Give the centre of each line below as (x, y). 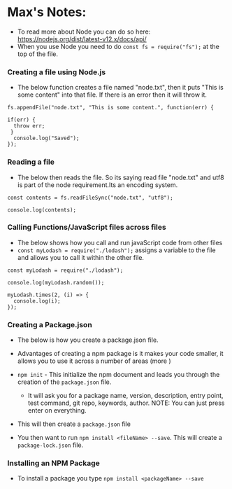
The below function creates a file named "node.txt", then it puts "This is (120, 88)
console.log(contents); (42, 210)
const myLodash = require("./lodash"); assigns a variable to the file (116, 250)
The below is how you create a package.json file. (88, 340)
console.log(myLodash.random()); (56, 282)
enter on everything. (57, 411)
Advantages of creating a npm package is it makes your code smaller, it (120, 354)
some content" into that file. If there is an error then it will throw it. (112, 95)
